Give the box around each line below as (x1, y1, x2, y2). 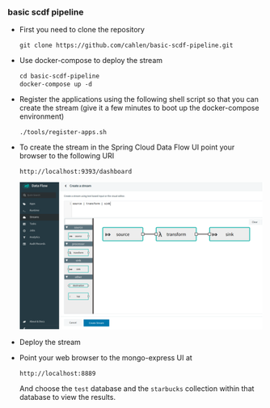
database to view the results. (19, 393, 116, 402)
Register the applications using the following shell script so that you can (19, 95, 259, 104)
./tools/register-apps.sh (19, 128, 107, 137)
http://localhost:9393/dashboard (19, 168, 133, 176)
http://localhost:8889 (19, 370, 96, 378)
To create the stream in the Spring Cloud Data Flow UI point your (19, 142, 235, 152)
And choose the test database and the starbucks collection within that (19, 384, 255, 393)
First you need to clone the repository (19, 25, 145, 35)
